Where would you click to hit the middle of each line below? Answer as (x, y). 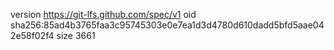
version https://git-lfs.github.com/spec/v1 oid (103, 14)
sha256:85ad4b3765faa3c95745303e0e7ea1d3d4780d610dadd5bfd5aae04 (167, 25)
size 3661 (76, 35)
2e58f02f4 (32, 35)
